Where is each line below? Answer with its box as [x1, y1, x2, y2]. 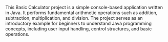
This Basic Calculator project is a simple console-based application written [5, 5, 163, 10]
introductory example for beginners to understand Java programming [5, 20, 152, 26]
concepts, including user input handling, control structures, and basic [5, 26, 152, 32]
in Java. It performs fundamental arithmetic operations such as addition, [5, 10, 158, 16]
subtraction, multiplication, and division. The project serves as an [5, 15, 143, 21]
